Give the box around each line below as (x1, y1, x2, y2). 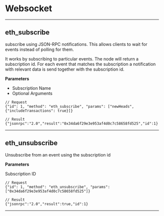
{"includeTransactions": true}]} (5, 108, 73, 113)
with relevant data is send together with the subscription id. (5, 66, 124, 72)
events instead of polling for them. (5, 46, 74, 52)
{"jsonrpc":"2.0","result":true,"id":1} (5, 201, 89, 206)
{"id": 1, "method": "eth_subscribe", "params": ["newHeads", (5, 104, 134, 109)
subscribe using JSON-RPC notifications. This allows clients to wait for (5, 41, 147, 47)
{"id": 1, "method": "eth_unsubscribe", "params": (5, 184, 110, 189)
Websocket (5, 3, 52, 14)
